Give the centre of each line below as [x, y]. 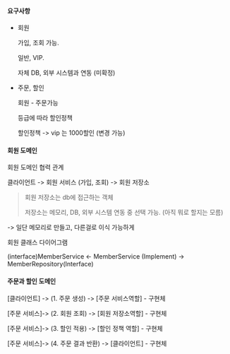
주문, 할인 [31, 88]
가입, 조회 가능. [38, 43]
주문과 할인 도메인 [32, 281]
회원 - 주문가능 [38, 103]
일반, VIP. [31, 58]
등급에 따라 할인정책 [45, 118]
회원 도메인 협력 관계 [36, 167]
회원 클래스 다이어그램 [38, 242]
